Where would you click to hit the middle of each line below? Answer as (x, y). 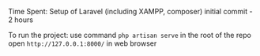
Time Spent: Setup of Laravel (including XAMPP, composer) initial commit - (130, 11)
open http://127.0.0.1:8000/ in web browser (83, 43)
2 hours (21, 20)
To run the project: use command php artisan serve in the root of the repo (130, 35)
